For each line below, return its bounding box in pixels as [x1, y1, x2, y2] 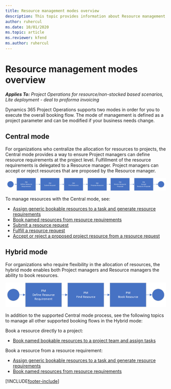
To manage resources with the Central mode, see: [5, 196, 111, 202]
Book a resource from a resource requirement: [5, 348, 103, 354]
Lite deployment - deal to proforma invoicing [5, 96, 100, 102]
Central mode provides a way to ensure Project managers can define [5, 151, 150, 157]
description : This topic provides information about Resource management [5, 13, 166, 19]
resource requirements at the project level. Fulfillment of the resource [5, 157, 152, 163]
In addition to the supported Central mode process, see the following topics [5, 312, 164, 318]
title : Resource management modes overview [5, 8, 100, 13]
